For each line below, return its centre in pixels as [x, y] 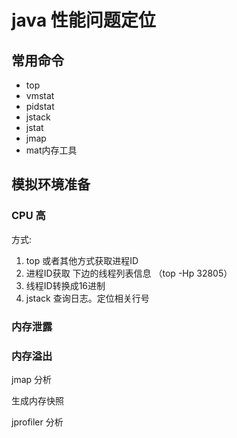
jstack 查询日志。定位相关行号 [87, 298]
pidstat [40, 106]
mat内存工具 [51, 150]
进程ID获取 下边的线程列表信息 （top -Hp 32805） [129, 273]
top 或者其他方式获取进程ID [82, 260]
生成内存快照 [37, 400]
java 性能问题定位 [83, 20]
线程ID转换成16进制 [65, 285]
